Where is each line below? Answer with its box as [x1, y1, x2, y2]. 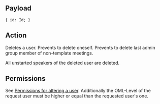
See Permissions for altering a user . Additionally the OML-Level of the [5, 88, 151, 94]
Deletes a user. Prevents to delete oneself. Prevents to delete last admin [5, 44, 155, 50]
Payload [5, 4, 32, 13]
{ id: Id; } [5, 17, 30, 22]
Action [5, 31, 27, 40]
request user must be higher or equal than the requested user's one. [5, 93, 149, 99]
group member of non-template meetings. [5, 50, 93, 56]
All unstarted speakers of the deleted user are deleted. [5, 60, 120, 66]
